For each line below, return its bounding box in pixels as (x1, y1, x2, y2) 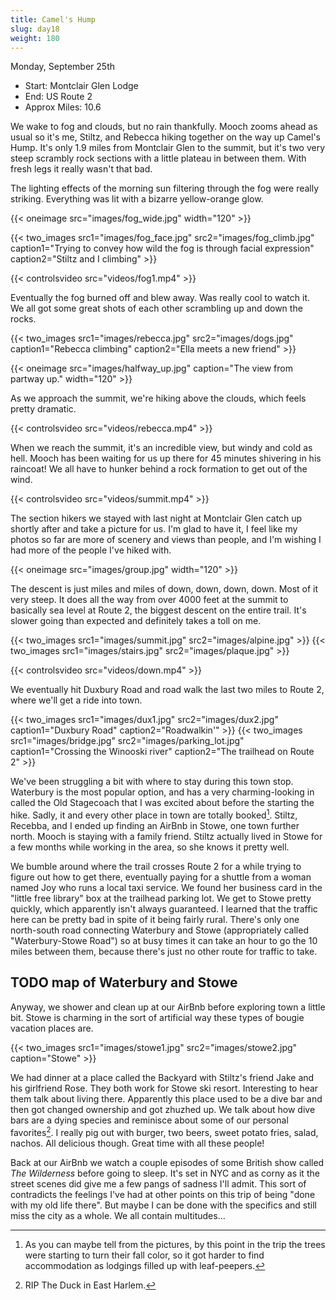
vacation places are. (10, 1022, 94, 1034)
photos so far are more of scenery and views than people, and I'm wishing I (10, 534, 322, 546)
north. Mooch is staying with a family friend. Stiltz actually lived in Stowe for (10, 831, 323, 843)
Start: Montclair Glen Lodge (24, 80, 139, 92)
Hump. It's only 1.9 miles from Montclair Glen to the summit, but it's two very (10, 142, 326, 154)
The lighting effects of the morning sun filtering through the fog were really (10, 182, 320, 195)
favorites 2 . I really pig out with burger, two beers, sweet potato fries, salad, (10, 1124, 319, 1138)
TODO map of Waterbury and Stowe (10, 974, 238, 991)
